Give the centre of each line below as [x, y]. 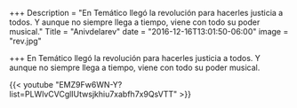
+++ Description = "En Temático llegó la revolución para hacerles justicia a [146, 13]
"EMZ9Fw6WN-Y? [88, 85]
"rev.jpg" [25, 41]
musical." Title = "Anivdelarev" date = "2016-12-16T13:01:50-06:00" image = [149, 31]
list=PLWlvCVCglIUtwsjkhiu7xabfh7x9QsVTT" [93, 94]
